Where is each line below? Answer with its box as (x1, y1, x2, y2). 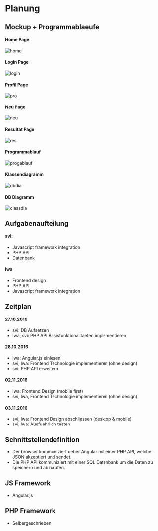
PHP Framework (5, 507, 56, 515)
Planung (5, 3, 40, 14)
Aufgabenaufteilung (5, 219, 69, 228)
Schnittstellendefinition (5, 435, 80, 444)
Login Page (5, 59, 29, 65)
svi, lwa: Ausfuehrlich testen (12, 421, 70, 427)
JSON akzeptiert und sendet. (12, 454, 72, 460)
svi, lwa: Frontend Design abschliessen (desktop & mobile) (12, 416, 132, 422)
